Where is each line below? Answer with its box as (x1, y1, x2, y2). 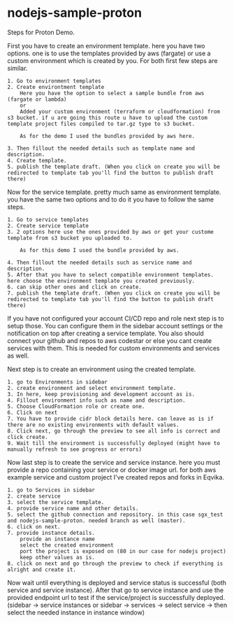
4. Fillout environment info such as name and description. (7, 397, 187, 404)
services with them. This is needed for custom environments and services (7, 344, 220, 352)
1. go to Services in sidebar (7, 486, 96, 493)
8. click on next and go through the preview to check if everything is (7, 560, 224, 567)
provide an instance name (20, 535, 96, 542)
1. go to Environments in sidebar (7, 378, 108, 386)
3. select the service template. (7, 498, 105, 505)
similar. (7, 64, 28, 72)
